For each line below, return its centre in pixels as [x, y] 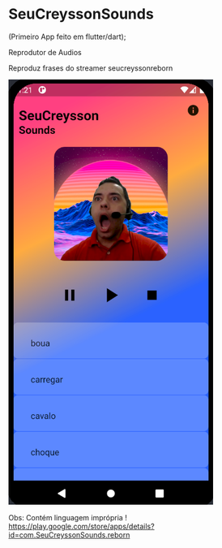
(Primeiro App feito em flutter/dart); [67, 37]
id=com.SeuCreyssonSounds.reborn [69, 535]
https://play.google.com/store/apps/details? [82, 526]
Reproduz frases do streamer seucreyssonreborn [91, 68]
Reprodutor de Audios [45, 52]
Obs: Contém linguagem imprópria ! [68, 517]
